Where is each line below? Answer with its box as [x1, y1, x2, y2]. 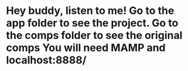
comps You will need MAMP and [6, 41, 166, 55]
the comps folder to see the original [6, 29, 183, 42]
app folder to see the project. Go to [6, 16, 179, 30]
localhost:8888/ [6, 54, 87, 67]
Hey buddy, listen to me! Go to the [6, 4, 175, 17]
